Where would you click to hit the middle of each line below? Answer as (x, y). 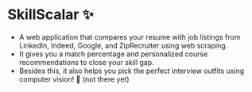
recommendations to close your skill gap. (86, 62)
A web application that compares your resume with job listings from (130, 36)
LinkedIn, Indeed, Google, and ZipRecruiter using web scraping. (123, 45)
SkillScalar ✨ (51, 15)
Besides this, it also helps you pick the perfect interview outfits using (132, 71)
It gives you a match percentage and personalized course (113, 54)
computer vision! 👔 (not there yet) (74, 79)
